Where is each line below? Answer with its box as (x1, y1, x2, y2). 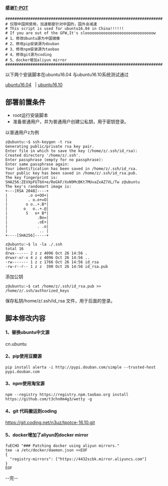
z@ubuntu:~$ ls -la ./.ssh (5, 242, 63, 247)
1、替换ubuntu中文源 (5, 329, 50, 335)
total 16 (5, 247, 24, 252)
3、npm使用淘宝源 (5, 380, 45, 386)
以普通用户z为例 (5, 130, 39, 136)
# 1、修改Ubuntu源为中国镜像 (5, 36, 60, 41)
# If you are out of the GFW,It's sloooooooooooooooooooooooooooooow (5, 31, 156, 36)
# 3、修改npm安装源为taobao (5, 47, 60, 52)
